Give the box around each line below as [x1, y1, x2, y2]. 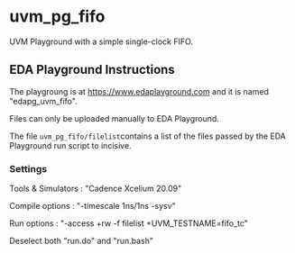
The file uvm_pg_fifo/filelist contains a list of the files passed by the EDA [9, 131, 287, 141]
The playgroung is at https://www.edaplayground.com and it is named [9, 86, 269, 96]
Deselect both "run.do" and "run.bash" [9, 236, 154, 247]
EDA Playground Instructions [9, 62, 176, 77]
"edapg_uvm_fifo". [9, 95, 78, 106]
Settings [9, 162, 48, 175]
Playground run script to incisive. [9, 140, 133, 150]
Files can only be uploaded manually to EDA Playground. [9, 113, 219, 123]
